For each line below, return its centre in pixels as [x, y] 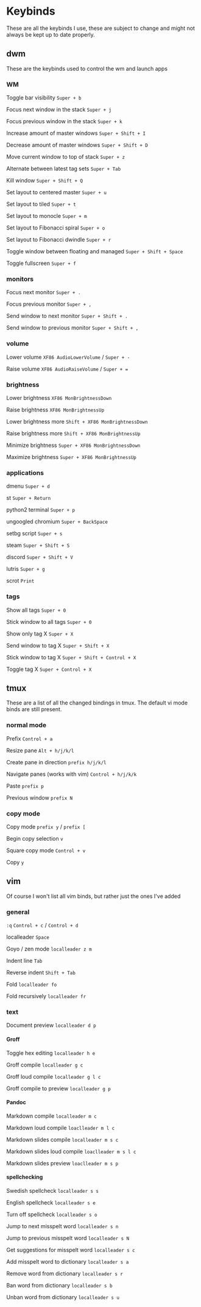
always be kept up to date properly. [51, 34]
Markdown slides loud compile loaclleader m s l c [71, 1151]
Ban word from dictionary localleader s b [59, 1285]
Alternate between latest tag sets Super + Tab [64, 168]
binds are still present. [34, 709]
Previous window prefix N [40, 797]
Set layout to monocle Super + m [47, 216]
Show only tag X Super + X [40, 634]
